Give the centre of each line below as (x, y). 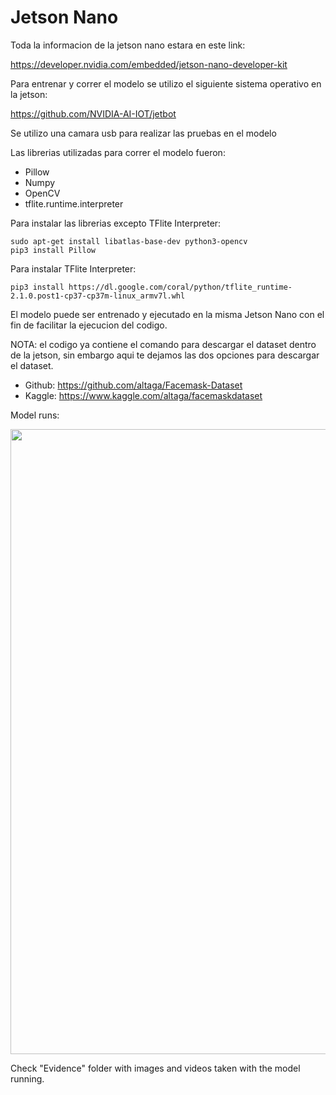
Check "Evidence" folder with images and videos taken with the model (155, 1068)
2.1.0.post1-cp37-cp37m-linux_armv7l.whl (98, 296)
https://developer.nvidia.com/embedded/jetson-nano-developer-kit (149, 64)
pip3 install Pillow (53, 250)
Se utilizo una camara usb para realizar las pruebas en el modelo (143, 133)
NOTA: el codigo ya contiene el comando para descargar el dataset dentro (163, 344)
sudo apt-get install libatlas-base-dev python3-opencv (129, 241)
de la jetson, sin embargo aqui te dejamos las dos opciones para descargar (165, 355)
